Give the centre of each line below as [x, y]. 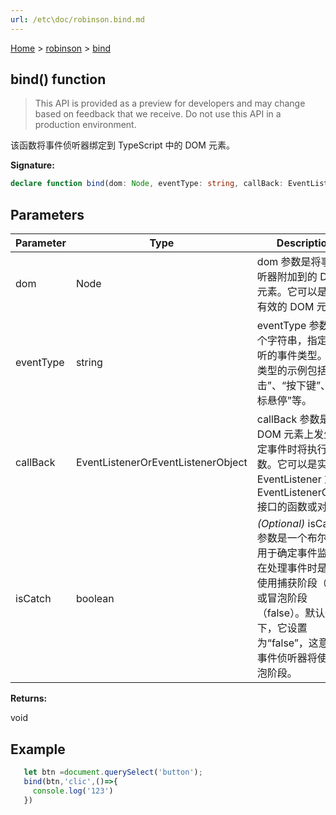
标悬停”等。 [284, 401]
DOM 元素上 [285, 434]
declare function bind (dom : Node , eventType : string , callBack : [147, 184]
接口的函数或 [287, 507]
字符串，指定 [297, 341]
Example [38, 749]
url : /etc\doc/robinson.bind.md [77, 19]
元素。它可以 [287, 292]
